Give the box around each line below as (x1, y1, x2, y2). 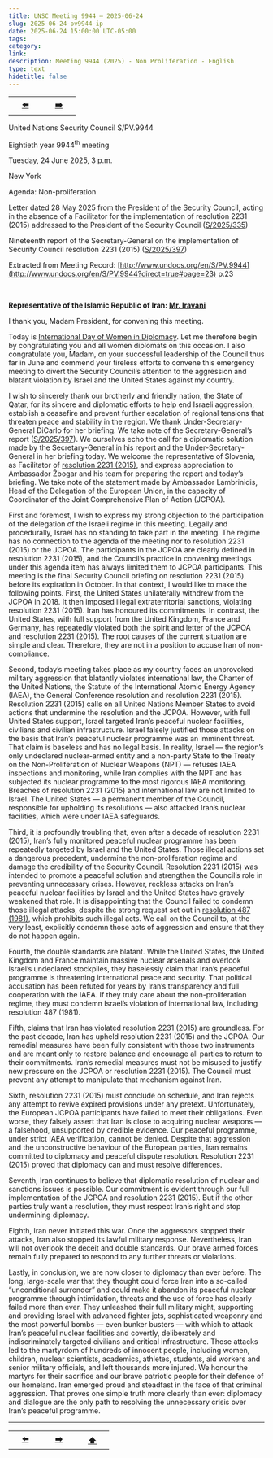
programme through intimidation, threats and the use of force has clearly (8, 1294, 252, 1303)
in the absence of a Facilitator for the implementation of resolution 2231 (8, 212, 248, 221)
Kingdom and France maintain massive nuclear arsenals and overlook (8, 955, 241, 965)
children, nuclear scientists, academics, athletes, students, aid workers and (8, 1354, 261, 1364)
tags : (8, 34, 27, 43)
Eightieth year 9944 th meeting (8, 138, 110, 150)
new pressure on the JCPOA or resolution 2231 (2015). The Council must (8, 1067, 252, 1076)
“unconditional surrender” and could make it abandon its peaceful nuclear (8, 1285, 256, 1294)
